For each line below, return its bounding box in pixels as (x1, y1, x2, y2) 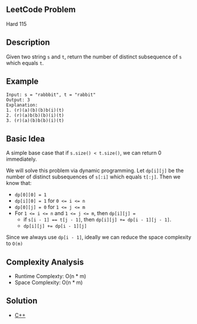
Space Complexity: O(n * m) (14, 279, 84, 286)
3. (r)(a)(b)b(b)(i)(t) (6, 118, 65, 124)
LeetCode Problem (6, 5, 76, 15)
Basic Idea (6, 134, 45, 144)
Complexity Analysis (6, 257, 84, 267)
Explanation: (6, 103, 38, 108)
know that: (6, 180, 32, 187)
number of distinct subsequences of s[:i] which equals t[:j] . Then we (6, 173, 181, 180)
